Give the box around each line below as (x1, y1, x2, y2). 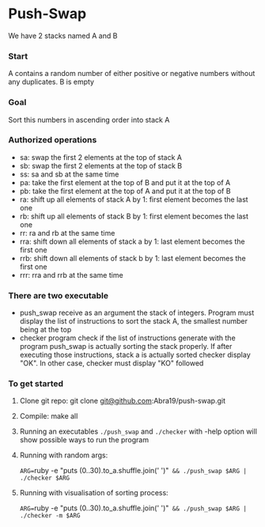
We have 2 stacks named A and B (8, 31, 118, 40)
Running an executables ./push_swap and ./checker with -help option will (19, 427, 257, 436)
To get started (8, 378, 64, 389)
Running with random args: (19, 450, 108, 460)
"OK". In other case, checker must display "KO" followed (19, 358, 204, 368)
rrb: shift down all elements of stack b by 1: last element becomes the (19, 253, 247, 263)
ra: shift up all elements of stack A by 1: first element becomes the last (19, 195, 248, 204)
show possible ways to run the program (19, 435, 149, 445)
